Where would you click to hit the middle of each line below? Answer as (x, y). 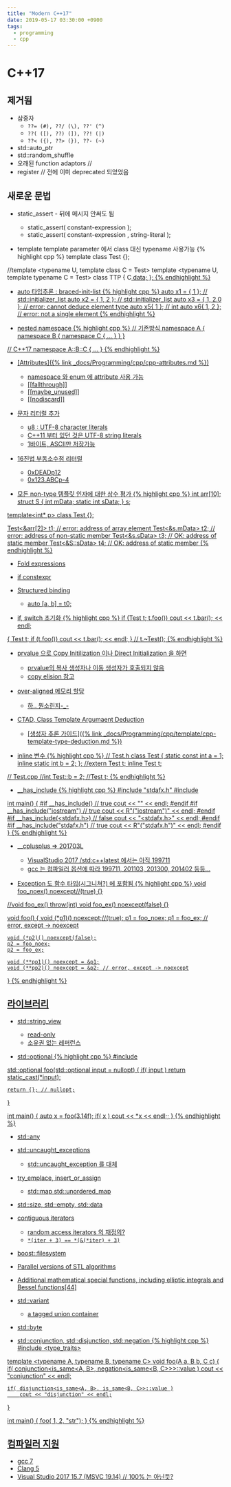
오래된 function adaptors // (55, 163)
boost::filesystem (42, 1253)
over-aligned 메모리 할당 (51, 691)
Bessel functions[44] (47, 1287)
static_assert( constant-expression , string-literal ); (99, 234)
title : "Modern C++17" (40, 13)
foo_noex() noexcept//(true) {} (60, 891)
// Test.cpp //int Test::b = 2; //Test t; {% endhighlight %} (86, 776)
